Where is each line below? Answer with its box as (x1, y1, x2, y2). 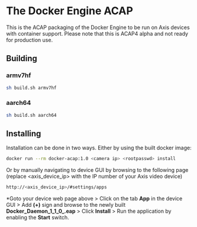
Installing (6, 129, 41, 139)
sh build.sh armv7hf (6, 85, 57, 91)
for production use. (6, 36, 53, 43)
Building (6, 53, 37, 63)
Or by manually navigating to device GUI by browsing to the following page (6, 167, 189, 174)
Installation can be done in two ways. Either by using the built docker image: (6, 144, 192, 152)
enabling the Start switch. (6, 214, 69, 221)
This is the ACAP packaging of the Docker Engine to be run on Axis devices (6, 24, 190, 31)
